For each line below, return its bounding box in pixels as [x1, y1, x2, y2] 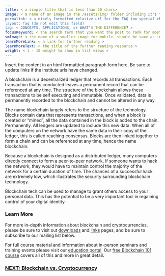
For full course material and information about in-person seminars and [5, 242, 147, 248]
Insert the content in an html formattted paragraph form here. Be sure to [5, 62, 151, 68]
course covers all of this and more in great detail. [5, 252, 104, 258]
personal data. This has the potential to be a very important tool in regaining [5, 193, 159, 199]
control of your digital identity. [5, 199, 66, 204]
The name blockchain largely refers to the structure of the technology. [5, 106, 147, 113]
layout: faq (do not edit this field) [5, 21, 84, 26]
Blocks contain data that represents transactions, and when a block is [5, 112, 146, 118]
